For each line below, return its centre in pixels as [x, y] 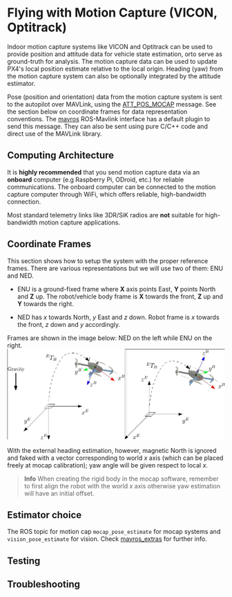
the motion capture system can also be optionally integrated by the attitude [114, 76]
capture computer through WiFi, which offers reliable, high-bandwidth [107, 194]
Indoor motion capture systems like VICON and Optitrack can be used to [110, 46]
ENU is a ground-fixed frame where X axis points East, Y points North [116, 289]
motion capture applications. [80, 222]
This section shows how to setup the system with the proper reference [108, 260]
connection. [24, 202]
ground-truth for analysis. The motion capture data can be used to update [112, 61]
